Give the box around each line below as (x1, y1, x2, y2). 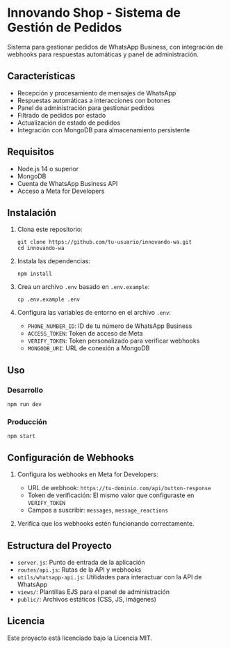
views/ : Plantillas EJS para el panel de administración (17, 587, 170, 596)
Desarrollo (7, 385, 44, 395)
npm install (17, 270, 52, 278)
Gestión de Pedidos (7, 19, 122, 36)
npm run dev (7, 401, 42, 408)
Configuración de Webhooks (7, 451, 134, 464)
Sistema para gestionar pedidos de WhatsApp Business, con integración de (7, 42, 224, 51)
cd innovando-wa (17, 245, 65, 252)
